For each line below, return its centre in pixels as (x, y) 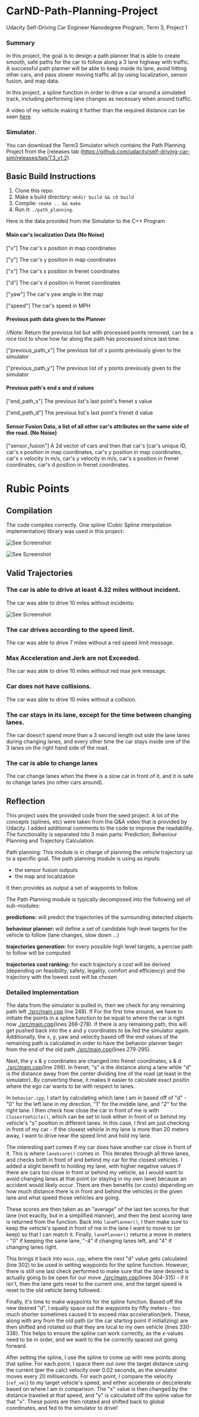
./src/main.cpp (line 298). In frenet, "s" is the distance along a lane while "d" (99, 1068)
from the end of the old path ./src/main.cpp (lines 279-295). (79, 1050)
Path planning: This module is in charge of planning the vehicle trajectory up (99, 852)
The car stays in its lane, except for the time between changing (99, 714)
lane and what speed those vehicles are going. (63, 1198)
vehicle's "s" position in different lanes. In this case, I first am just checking (98, 1123)
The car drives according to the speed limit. (70, 629)
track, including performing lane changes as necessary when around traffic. (99, 99)
